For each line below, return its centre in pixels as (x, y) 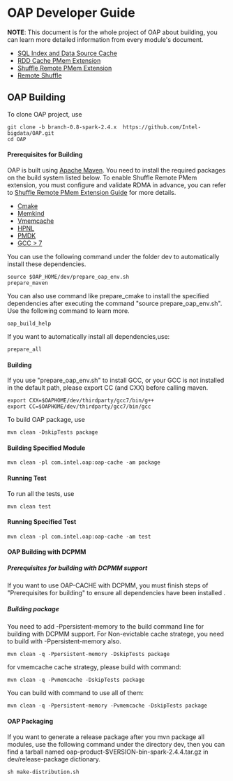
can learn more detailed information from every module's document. (105, 39)
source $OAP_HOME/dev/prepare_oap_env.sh (68, 277)
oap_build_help (29, 323)
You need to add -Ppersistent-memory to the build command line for (106, 627)
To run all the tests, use (41, 493)
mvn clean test (29, 506)
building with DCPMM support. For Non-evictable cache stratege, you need (116, 634)
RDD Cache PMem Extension (59, 60)
